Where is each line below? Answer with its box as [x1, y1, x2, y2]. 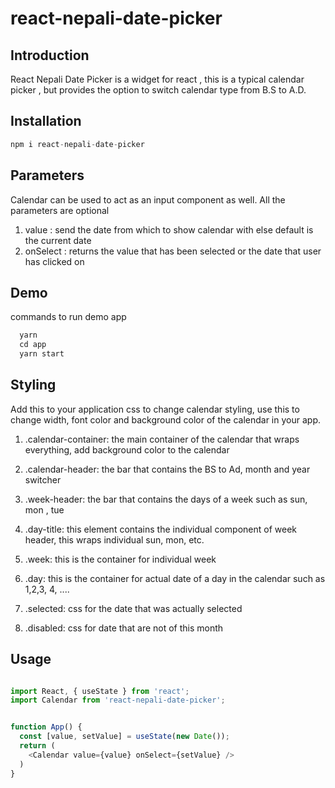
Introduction [10, 47, 90, 64]
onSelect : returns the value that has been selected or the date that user [24, 245, 322, 257]
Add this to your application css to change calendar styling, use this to [10, 403, 300, 415]
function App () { [10, 722, 83, 732]
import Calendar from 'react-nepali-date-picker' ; [10, 695, 226, 706]
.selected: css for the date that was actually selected [24, 602, 243, 614]
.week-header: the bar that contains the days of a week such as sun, [24, 493, 308, 505]
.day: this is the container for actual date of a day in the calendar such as [24, 572, 326, 584]
